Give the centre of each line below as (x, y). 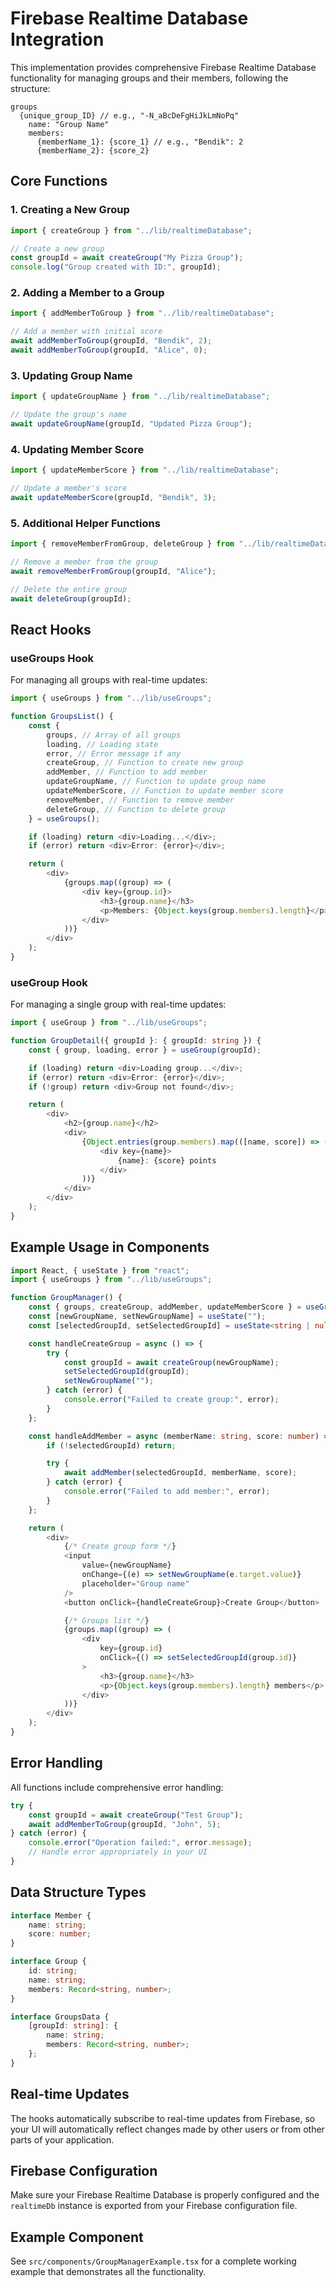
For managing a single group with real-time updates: (118, 1004)
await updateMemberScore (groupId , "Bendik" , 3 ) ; (113, 497)
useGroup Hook (49, 982)
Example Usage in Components (110, 1247)
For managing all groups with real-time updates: (109, 680)
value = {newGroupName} (126, 1565)
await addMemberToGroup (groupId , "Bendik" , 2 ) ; (111, 341)
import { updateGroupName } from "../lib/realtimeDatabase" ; (140, 397)
